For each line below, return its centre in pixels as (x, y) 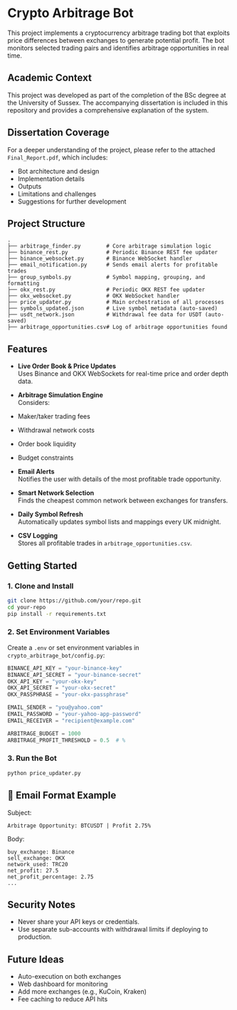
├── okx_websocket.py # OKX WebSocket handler (94, 296)
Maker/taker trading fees (54, 416)
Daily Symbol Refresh (50, 515)
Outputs (30, 186)
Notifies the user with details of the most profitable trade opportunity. (120, 479)
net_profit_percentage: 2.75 (51, 877)
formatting (23, 284)
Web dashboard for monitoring (63, 984)
